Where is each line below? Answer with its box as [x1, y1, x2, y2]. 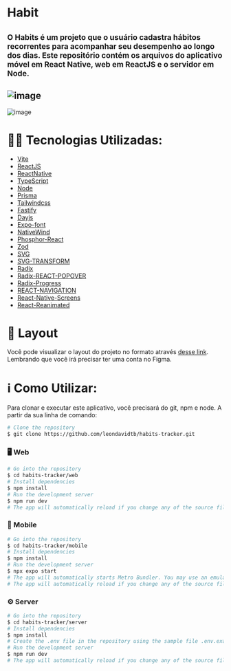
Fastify [16, 206, 36, 214]
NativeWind [16, 228, 50, 236]
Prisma [16, 191, 38, 200]
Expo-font [16, 221, 46, 229]
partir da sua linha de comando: [7, 411, 98, 419]
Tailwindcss [16, 199, 51, 207]
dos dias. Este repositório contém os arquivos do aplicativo [7, 50, 223, 60]
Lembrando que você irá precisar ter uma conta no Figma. [7, 355, 172, 364]
